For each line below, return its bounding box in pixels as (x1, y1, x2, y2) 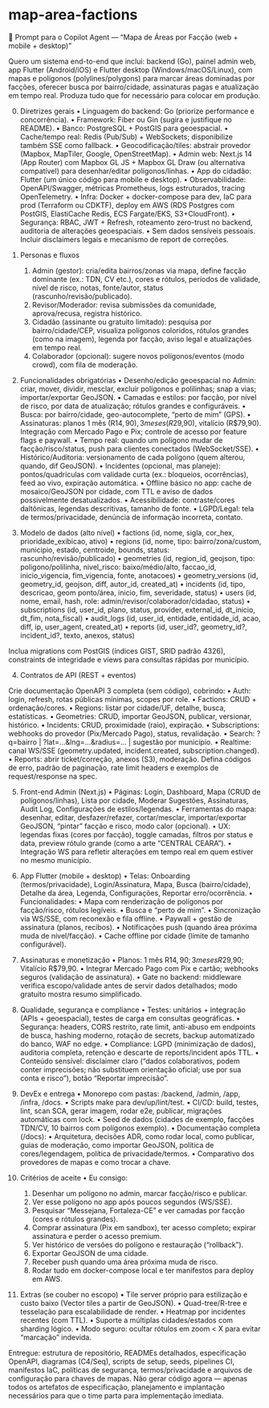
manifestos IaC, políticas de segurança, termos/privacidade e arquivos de (8, 1365, 253, 1374)
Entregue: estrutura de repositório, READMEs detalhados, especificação (8, 1348, 247, 1357)
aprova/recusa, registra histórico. (31, 308, 142, 318)
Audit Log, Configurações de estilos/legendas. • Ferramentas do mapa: (19, 803, 257, 814)
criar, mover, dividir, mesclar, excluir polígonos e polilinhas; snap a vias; (19, 384, 257, 394)
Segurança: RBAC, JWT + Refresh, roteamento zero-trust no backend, (19, 217, 253, 227)
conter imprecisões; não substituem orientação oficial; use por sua (19, 1064, 242, 1074)
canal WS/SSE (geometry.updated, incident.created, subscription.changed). (8, 745, 259, 755)
